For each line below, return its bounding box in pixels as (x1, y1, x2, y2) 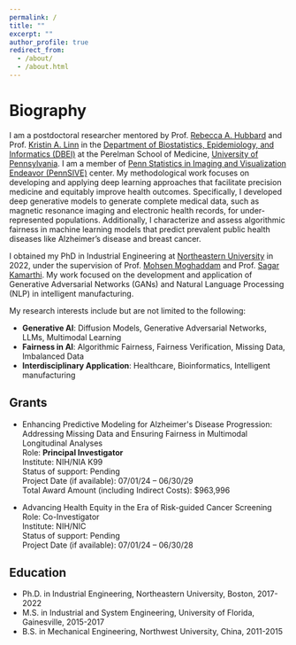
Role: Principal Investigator (21, 447, 124, 457)
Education (9, 565, 67, 580)
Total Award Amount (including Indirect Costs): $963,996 (21, 485, 231, 495)
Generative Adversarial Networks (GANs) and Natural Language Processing (9, 278, 285, 289)
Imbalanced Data (21, 351, 85, 361)
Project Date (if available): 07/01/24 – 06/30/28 (21, 540, 194, 550)
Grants (9, 395, 48, 410)
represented (9, 214, 54, 225)
